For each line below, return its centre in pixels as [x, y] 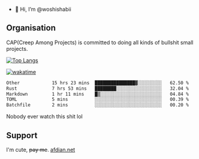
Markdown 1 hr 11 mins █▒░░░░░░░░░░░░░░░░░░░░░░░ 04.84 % [97, 94]
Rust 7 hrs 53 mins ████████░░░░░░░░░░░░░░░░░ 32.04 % [97, 88]
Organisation [31, 28]
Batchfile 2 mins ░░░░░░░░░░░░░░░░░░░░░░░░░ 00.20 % [97, 105]
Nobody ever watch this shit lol [44, 117]
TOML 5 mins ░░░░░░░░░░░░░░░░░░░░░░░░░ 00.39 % [97, 100]
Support [22, 135]
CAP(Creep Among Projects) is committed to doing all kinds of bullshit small [100, 42]
